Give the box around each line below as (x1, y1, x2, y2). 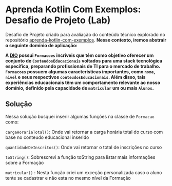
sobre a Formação (5, 159, 44, 166)
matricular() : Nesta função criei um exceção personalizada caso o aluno (5, 169, 162, 175)
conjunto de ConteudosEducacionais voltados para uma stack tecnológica (5, 57, 163, 64)
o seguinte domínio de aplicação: (5, 42, 78, 48)
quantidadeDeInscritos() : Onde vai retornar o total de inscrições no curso (5, 144, 162, 150)
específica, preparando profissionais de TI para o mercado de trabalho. (5, 63, 161, 69)
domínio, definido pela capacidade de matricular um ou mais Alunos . (5, 85, 154, 91)
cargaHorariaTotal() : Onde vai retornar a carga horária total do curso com (5, 129, 163, 135)
